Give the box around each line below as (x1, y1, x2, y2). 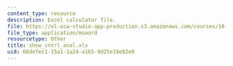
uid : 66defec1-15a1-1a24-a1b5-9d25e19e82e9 (7, 49, 135, 56)
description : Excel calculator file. (7, 16, 116, 23)
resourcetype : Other (7, 36, 67, 43)
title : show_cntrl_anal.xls (7, 42, 89, 49)
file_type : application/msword (7, 29, 98, 36)
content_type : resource (7, 10, 76, 17)
